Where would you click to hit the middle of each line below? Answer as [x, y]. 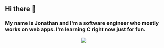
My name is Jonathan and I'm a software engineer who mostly [82, 23]
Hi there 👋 [21, 9]
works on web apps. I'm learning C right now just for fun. [75, 29]
